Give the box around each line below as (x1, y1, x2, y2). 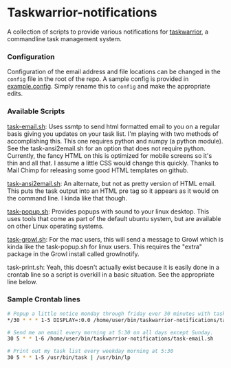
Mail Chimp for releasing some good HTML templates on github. (7, 166, 189, 174)
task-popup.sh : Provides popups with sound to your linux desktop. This (7, 207, 210, 216)
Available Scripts (7, 106, 65, 116)
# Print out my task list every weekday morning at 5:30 (7, 348, 174, 355)
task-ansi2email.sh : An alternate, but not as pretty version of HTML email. (7, 179, 217, 187)
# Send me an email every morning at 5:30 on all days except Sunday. (7, 329, 214, 336)
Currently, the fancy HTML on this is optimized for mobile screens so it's (7, 151, 212, 159)
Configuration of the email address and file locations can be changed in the (7, 67, 221, 76)
